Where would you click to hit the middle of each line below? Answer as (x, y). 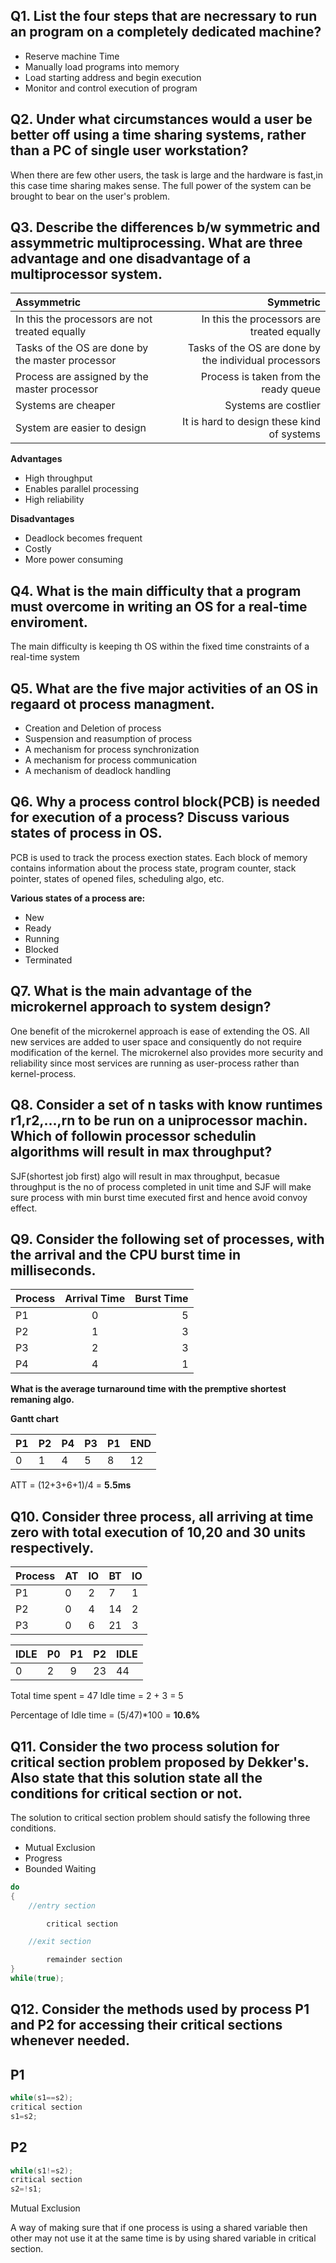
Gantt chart (34, 1419)
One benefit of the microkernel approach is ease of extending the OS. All (160, 1031)
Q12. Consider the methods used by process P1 (160, 2009)
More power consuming (74, 560)
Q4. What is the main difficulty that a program (156, 590)
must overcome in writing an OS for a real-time (159, 606)
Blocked (41, 949)
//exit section (60, 1942)
